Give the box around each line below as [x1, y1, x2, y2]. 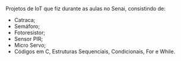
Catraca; [14, 17, 36, 23]
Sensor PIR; [14, 36, 43, 42]
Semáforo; [14, 23, 40, 30]
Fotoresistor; [14, 29, 46, 36]
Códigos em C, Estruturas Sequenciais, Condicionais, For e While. [14, 48, 176, 55]
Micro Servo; [14, 41, 46, 49]
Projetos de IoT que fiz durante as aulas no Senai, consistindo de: [5, 5, 166, 12]
